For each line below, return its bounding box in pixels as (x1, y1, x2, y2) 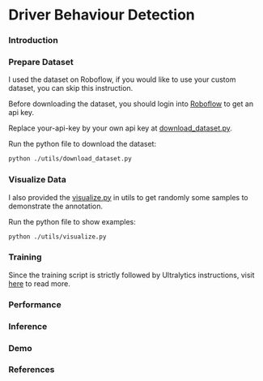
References (8, 364, 55, 375)
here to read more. (8, 278, 70, 289)
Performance (8, 298, 62, 310)
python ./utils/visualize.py (8, 233, 107, 241)
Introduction (8, 35, 58, 46)
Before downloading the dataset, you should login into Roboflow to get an (8, 99, 253, 109)
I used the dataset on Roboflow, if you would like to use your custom (8, 75, 236, 84)
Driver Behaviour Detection (8, 6, 196, 24)
